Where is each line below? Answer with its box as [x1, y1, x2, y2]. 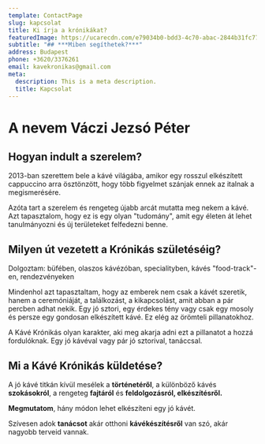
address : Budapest [8, 48, 69, 56]
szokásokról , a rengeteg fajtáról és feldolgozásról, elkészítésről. [8, 388, 223, 397]
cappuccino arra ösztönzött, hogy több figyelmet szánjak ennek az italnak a [8, 179, 255, 189]
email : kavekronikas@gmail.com [8, 63, 111, 71]
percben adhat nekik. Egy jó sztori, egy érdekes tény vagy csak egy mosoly [8, 304, 254, 314]
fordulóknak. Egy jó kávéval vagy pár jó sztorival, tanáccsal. [8, 336, 203, 345]
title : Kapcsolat [15, 84, 73, 93]
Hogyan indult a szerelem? [8, 150, 142, 163]
